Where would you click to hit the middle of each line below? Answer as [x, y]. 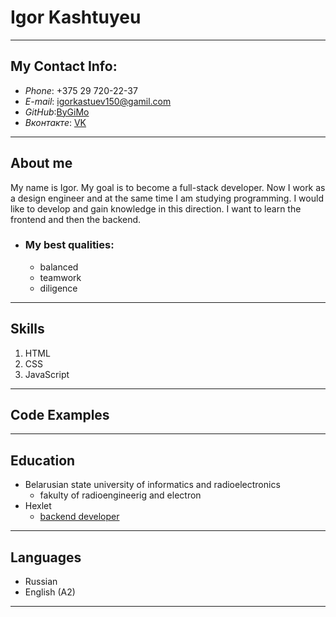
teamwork [60, 277]
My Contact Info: [64, 66]
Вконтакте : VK [55, 122]
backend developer [79, 517]
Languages [46, 557]
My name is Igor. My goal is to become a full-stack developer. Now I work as [168, 187]
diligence [58, 288]
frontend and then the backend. [76, 219]
